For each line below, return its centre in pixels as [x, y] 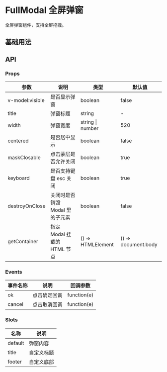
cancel [16, 304]
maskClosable [24, 158]
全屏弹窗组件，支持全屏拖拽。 [36, 25]
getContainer [23, 242]
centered [18, 141]
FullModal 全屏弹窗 [44, 10]
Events [14, 272]
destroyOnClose [27, 206]
